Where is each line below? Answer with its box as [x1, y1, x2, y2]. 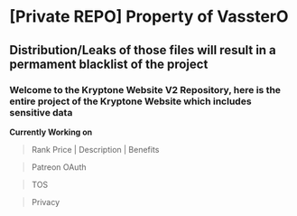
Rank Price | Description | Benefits [31, 144, 160, 155]
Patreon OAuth [31, 161, 88, 173]
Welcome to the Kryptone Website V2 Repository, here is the [9, 83, 282, 96]
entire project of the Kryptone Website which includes [9, 95, 252, 108]
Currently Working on [9, 127, 93, 137]
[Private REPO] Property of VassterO [9, 6, 289, 27]
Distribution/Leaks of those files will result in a [9, 42, 277, 58]
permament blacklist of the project [9, 56, 209, 71]
